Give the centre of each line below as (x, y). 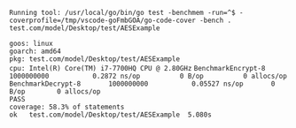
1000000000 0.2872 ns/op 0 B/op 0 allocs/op (148, 76)
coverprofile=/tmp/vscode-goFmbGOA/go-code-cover (103, 20)
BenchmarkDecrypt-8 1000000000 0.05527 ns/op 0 (142, 84)
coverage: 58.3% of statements (67, 107)
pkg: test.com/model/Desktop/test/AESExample (94, 59)
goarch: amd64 (35, 51)
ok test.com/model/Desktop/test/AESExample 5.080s (111, 115)
